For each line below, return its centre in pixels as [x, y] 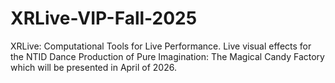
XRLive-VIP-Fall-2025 [104, 18]
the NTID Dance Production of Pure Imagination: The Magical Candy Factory [167, 56]
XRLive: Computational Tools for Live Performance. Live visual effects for [161, 46]
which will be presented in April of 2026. [93, 67]
